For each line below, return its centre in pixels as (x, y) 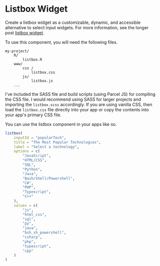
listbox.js (42, 81)
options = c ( (27, 151)
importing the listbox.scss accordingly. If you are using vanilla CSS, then (79, 104)
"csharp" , (32, 237)
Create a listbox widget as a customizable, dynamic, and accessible (73, 22)
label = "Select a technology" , (46, 147)
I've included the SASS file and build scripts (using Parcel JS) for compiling (80, 94)
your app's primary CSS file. (33, 115)
